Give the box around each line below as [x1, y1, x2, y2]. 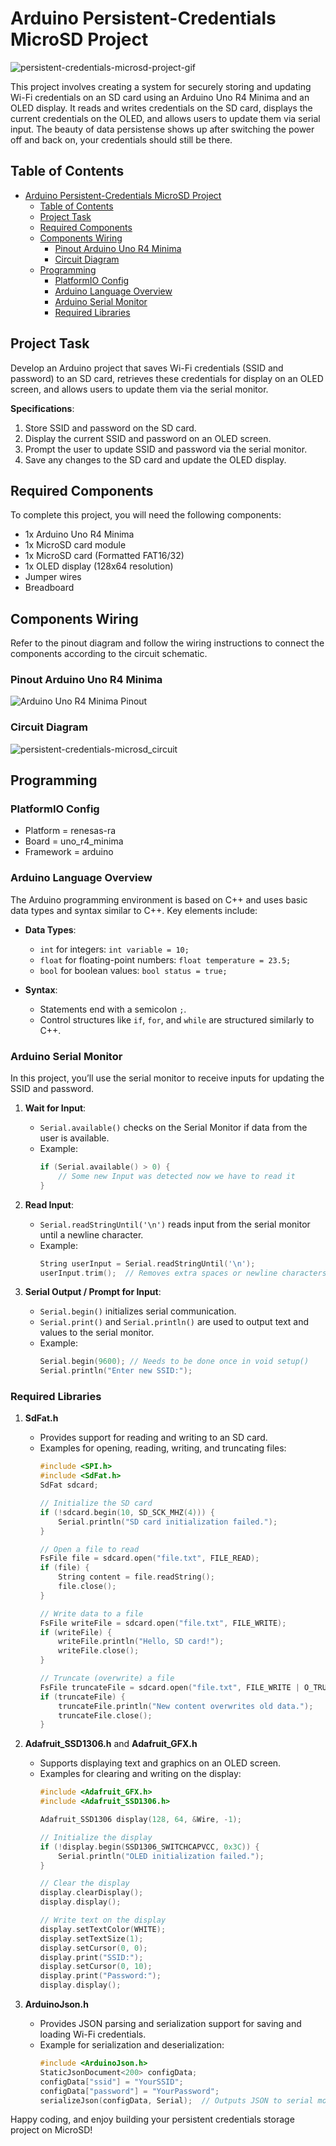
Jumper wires [24, 571, 82, 583]
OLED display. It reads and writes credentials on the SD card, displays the [10, 102, 313, 114]
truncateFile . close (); [58, 1710, 153, 1721]
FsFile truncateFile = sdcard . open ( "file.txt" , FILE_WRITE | [39, 1682, 300, 1692]
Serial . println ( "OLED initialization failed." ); [58, 1851, 265, 1861]
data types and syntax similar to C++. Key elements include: [10, 904, 258, 916]
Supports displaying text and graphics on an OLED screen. [39, 1757, 282, 1769]
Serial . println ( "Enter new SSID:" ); [39, 1366, 193, 1376]
